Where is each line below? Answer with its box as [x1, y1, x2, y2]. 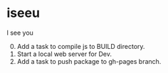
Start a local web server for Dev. [16, 50, 112, 58]
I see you [6, 28, 33, 37]
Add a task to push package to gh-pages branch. [16, 57, 162, 65]
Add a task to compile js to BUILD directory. [16, 42, 145, 50]
